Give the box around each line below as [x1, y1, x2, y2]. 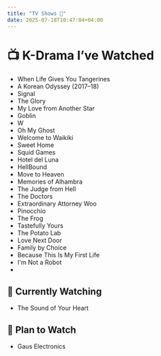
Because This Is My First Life [17, 251, 100, 259]
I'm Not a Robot [17, 258, 62, 266]
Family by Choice [17, 244, 67, 252]
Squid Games [17, 148, 56, 157]
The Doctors [17, 192, 53, 201]
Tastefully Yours [17, 221, 64, 230]
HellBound [17, 163, 47, 171]
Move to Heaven [17, 170, 64, 179]
